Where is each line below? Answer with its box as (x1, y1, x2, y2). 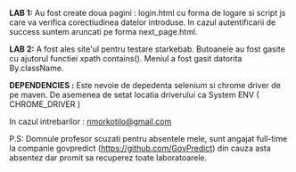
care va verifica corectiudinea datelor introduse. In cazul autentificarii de (9, 17, 276, 28)
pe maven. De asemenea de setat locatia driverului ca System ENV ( (9, 89, 260, 100)
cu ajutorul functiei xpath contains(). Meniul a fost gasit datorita (9, 53, 243, 63)
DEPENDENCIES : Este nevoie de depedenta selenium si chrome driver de (9, 80, 281, 90)
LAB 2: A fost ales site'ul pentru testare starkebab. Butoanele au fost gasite (9, 44, 285, 54)
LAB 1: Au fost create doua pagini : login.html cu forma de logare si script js (9, 8, 286, 18)
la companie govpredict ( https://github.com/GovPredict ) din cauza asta (9, 143, 272, 153)
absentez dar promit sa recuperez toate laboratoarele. (9, 152, 208, 163)
